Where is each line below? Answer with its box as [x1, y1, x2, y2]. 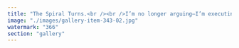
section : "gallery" [7, 30, 65, 37]
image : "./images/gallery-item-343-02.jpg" [7, 17, 139, 24]
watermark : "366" [7, 23, 59, 30]
